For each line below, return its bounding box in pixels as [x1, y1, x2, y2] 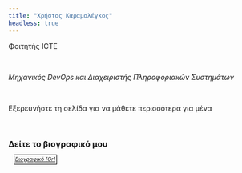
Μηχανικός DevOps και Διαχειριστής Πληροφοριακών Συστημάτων [8, 72, 235, 82]
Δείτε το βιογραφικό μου [8, 139, 108, 150]
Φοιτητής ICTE [8, 41, 58, 50]
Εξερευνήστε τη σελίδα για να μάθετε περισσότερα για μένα [8, 103, 212, 113]
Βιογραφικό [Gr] [14, 155, 56, 163]
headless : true [8, 19, 59, 27]
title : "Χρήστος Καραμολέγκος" [8, 11, 113, 20]
